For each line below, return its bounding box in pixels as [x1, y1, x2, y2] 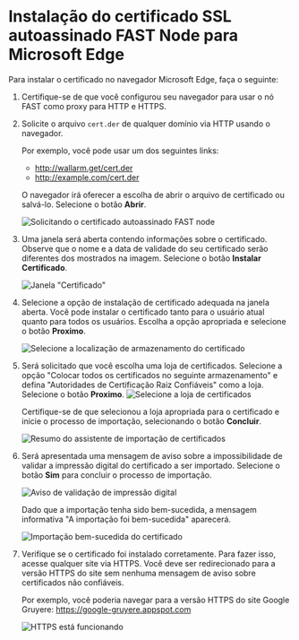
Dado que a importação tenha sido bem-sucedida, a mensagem [21, 504, 257, 515]
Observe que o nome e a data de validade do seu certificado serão [21, 243, 269, 254]
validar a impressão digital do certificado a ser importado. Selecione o [21, 460, 281, 471]
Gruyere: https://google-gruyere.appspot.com [21, 603, 192, 615]
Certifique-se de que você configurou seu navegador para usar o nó [21, 91, 275, 102]
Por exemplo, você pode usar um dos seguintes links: [21, 145, 219, 156]
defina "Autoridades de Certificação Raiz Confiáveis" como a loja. [21, 379, 264, 390]
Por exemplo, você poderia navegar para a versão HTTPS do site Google [21, 594, 290, 605]
